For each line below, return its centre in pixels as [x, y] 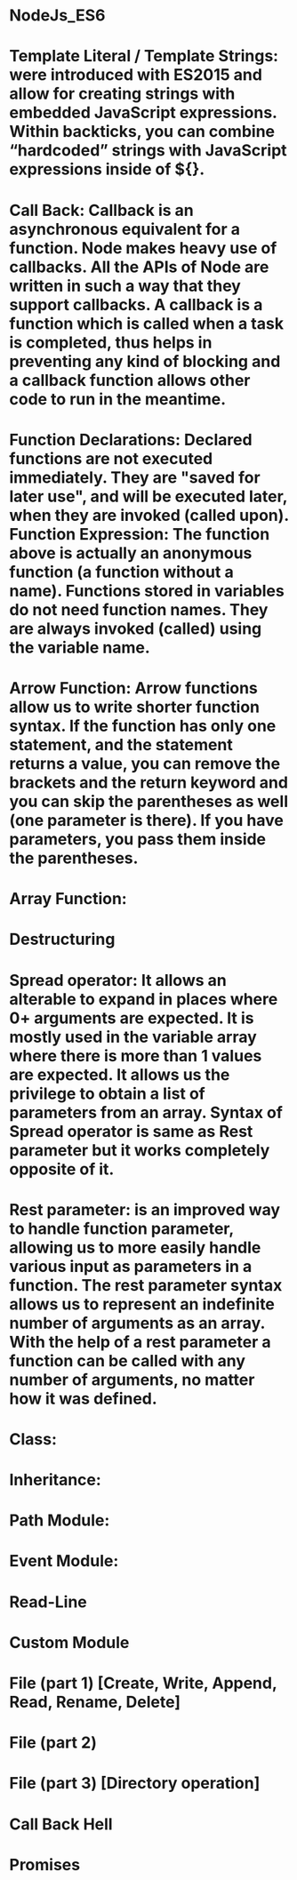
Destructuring [62, 940]
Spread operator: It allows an [118, 980]
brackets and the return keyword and [149, 782]
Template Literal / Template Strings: [144, 56]
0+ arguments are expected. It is [132, 1018]
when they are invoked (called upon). [149, 515]
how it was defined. [83, 1399]
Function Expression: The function [140, 534]
